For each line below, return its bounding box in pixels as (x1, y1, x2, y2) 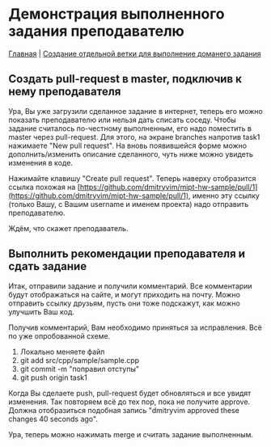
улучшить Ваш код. (8, 306, 75, 316)
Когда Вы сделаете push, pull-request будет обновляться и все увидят (8, 388, 252, 398)
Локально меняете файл (19, 347, 105, 356)
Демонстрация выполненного (8, 5, 225, 23)
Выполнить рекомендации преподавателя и (8, 247, 245, 261)
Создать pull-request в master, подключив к (8, 72, 243, 86)
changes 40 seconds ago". (8, 414, 99, 424)
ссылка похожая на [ (8, 182, 81, 192)
